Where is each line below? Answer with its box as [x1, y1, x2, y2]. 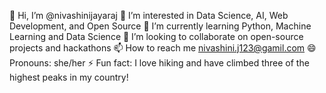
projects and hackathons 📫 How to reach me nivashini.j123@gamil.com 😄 [9, 42, 317, 54]
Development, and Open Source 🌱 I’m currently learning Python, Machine [9, 20, 312, 32]
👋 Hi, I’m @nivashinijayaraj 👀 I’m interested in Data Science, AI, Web [9, 10, 289, 21]
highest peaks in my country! [9, 71, 129, 83]
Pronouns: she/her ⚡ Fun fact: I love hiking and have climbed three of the [9, 57, 310, 69]
